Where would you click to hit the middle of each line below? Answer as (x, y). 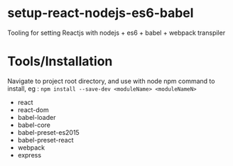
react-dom (33, 110)
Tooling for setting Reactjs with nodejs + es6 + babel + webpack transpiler (116, 33)
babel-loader (37, 117)
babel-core (34, 125)
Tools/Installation (60, 61)
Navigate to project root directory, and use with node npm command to (111, 81)
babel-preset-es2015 (48, 132)
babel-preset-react (45, 140)
